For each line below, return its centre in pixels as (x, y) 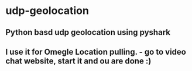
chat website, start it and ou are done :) (78, 61)
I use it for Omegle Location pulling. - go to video (96, 52)
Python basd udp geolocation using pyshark (88, 32)
